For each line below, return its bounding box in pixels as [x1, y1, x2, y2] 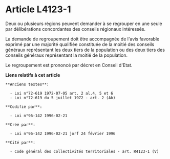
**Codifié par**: [5, 104, 42, 109]
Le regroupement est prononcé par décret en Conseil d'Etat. [5, 62, 133, 68]
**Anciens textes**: [5, 82, 50, 87]
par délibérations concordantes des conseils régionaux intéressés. [5, 26, 146, 32]
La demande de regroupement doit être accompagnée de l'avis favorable [5, 36, 160, 42]
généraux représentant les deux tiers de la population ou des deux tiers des [5, 47, 165, 53]
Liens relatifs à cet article [5, 72, 60, 78]
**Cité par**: [5, 140, 36, 145]
